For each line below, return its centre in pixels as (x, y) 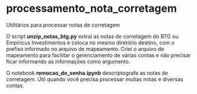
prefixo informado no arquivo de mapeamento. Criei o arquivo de (85, 48)
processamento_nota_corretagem (92, 9)
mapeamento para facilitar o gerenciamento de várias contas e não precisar (98, 55)
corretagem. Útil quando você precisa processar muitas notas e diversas (95, 79)
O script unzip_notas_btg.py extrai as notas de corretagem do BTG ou (92, 36)
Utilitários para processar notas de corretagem (63, 25)
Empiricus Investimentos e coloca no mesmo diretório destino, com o (90, 43)
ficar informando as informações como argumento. (68, 61)
